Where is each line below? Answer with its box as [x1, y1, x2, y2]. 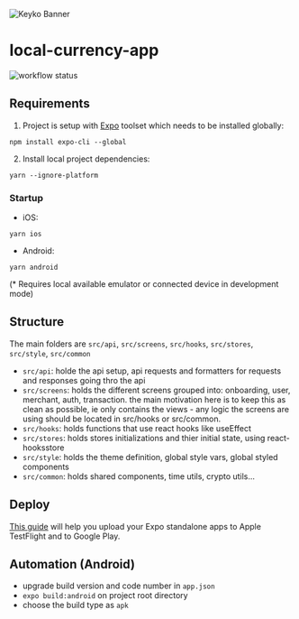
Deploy [9, 497, 50, 513]
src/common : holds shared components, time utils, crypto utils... [22, 470, 255, 482]
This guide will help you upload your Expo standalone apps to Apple [9, 521, 261, 531]
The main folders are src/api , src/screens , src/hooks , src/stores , [9, 338, 254, 349]
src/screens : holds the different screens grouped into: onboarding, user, [22, 384, 291, 395]
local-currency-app [9, 41, 159, 60]
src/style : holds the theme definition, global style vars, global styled [22, 451, 278, 462]
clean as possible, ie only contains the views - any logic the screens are [22, 403, 290, 414]
